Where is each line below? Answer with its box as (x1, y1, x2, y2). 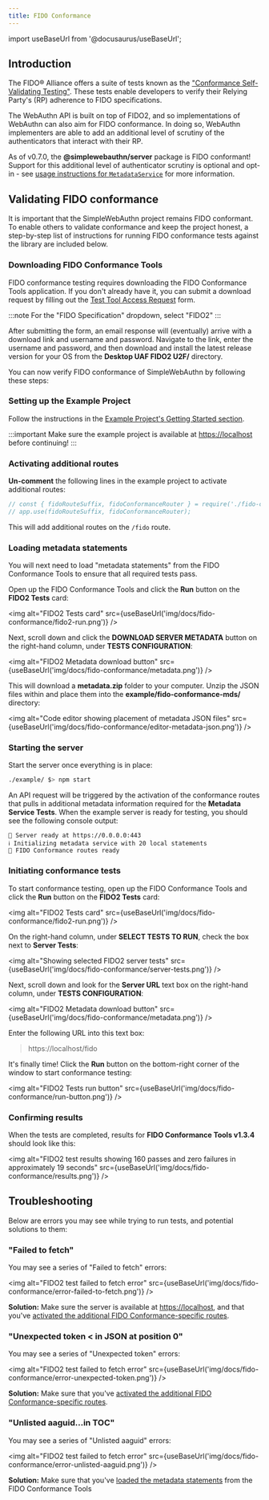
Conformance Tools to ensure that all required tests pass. (8, 569, 198, 579)
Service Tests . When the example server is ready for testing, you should (8, 808, 248, 817)
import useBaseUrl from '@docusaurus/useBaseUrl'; (8, 34, 182, 43)
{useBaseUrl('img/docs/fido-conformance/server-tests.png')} (8, 964, 213, 974)
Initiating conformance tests (8, 865, 122, 876)
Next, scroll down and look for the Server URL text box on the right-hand (8, 980, 248, 989)
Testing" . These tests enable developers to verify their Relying (42, 87, 248, 96)
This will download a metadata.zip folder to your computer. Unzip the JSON (8, 681, 259, 691)
